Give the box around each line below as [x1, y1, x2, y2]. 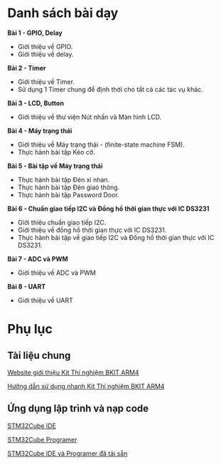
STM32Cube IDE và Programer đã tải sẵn [7, 449, 128, 457]
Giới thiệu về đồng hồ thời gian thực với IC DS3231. [17, 226, 167, 234]
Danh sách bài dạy [7, 5, 119, 21]
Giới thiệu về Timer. [17, 77, 75, 86]
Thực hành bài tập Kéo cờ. [17, 147, 95, 156]
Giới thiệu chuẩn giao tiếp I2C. [17, 218, 107, 226]
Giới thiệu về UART [17, 296, 73, 304]
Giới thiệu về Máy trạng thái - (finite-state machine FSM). [17, 140, 185, 149]
